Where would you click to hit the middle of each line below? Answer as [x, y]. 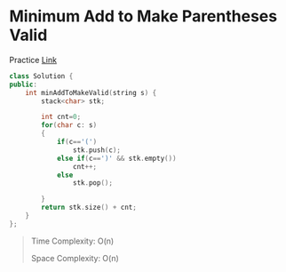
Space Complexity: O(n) [75, 258]
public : [24, 84]
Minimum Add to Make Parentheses [143, 16]
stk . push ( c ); [97, 150]
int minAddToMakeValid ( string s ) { [91, 92]
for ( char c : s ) [69, 125]
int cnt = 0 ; [61, 117]
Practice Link [33, 60]
